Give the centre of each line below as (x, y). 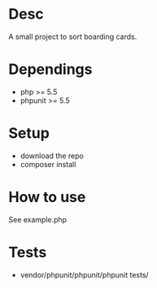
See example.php (38, 219)
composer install (48, 164)
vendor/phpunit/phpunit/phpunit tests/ (84, 275)
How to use (47, 197)
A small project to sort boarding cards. (73, 37)
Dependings (50, 69)
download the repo (52, 156)
